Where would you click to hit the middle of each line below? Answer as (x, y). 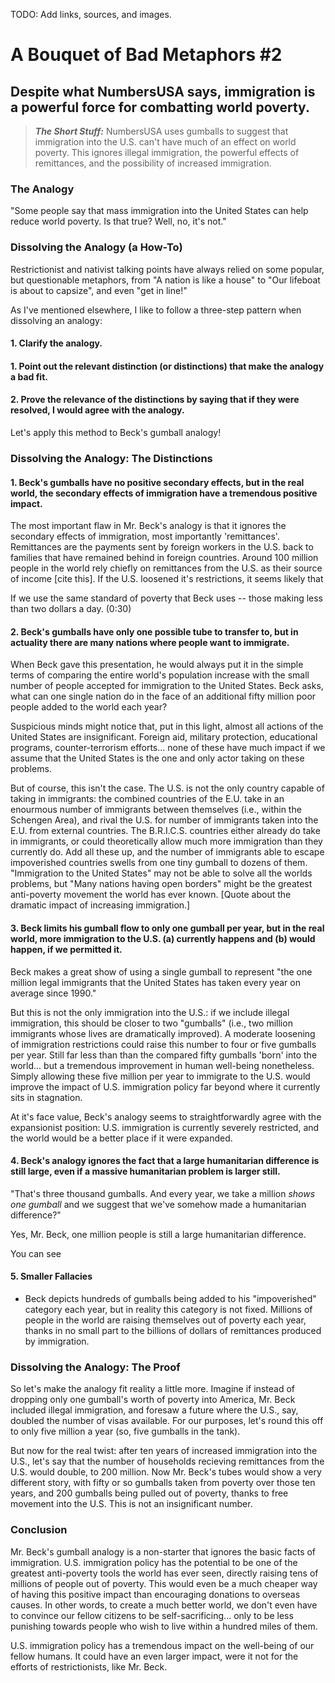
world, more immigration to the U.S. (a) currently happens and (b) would (163, 938)
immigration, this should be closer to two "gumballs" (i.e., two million (151, 1023)
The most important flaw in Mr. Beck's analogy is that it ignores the (148, 526)
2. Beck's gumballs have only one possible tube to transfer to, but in (154, 631)
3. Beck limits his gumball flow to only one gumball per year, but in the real (167, 928)
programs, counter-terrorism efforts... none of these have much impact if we (168, 748)
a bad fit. (29, 376)
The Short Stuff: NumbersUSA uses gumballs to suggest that (161, 131)
